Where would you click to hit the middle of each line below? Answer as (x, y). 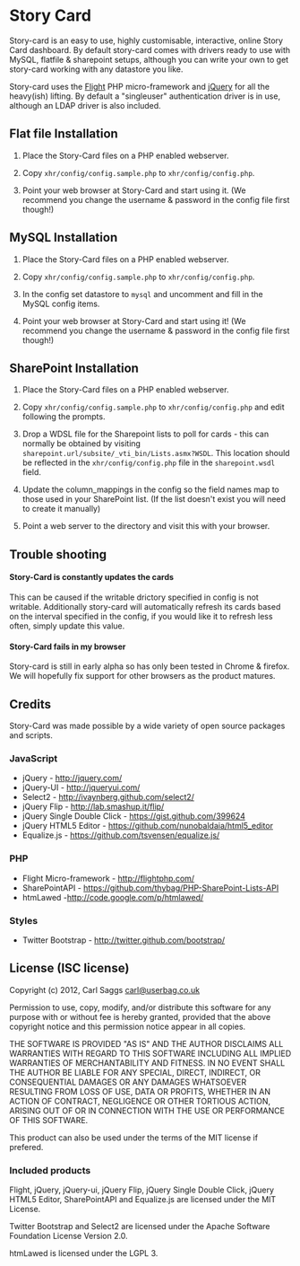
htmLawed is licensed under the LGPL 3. (84, 1253)
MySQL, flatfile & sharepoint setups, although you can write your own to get (149, 59)
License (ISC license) (69, 968)
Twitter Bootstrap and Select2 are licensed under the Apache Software (140, 1226)
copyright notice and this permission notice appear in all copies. (128, 1026)
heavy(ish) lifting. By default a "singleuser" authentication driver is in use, (145, 96)
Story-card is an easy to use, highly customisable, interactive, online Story (146, 40)
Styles (24, 920)
